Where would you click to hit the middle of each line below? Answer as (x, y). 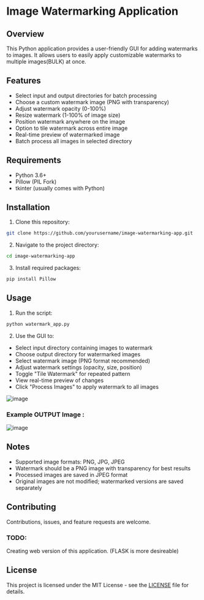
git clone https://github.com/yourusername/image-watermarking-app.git (100, 233)
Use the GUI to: (35, 336)
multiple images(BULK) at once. (47, 62)
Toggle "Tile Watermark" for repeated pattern (73, 373)
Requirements (34, 160)
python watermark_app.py (38, 324)
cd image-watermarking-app (41, 256)
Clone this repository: (42, 222)
